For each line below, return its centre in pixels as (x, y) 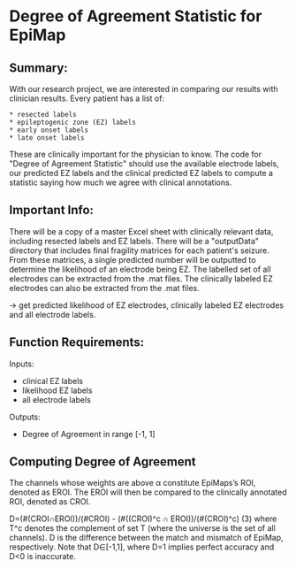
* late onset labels (47, 138)
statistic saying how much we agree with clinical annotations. (121, 182)
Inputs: (22, 364)
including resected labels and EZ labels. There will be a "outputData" (134, 241)
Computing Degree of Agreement (102, 462)
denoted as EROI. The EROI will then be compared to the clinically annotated (148, 492)
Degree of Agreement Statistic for (136, 16)
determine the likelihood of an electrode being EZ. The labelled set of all (140, 269)
